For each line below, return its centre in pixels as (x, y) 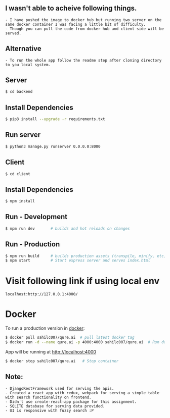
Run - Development (36, 217)
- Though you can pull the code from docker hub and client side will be (85, 29)
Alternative (23, 49)
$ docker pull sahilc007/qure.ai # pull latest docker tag (70, 338)
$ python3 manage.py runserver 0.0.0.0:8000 (53, 146)
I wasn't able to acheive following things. (71, 8)
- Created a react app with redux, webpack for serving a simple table (82, 393)
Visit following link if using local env (82, 281)
